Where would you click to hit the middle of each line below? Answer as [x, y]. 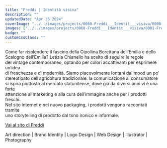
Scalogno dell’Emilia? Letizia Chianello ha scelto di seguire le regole [75, 57]
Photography [18, 140]
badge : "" [15, 33]
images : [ [15, 28]
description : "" [22, 14]
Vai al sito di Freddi [25, 125]
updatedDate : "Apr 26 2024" [34, 19]
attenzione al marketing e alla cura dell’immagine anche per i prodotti [76, 94]
